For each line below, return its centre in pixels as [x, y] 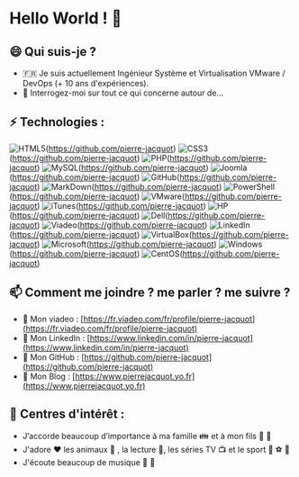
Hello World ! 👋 [66, 18]
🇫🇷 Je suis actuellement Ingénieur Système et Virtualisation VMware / [154, 73]
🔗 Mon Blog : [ [49, 376]
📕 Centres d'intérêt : [67, 414]
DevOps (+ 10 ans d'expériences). [86, 83]
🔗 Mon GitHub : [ [53, 357]
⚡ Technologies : [57, 122]
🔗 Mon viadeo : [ [53, 319]
